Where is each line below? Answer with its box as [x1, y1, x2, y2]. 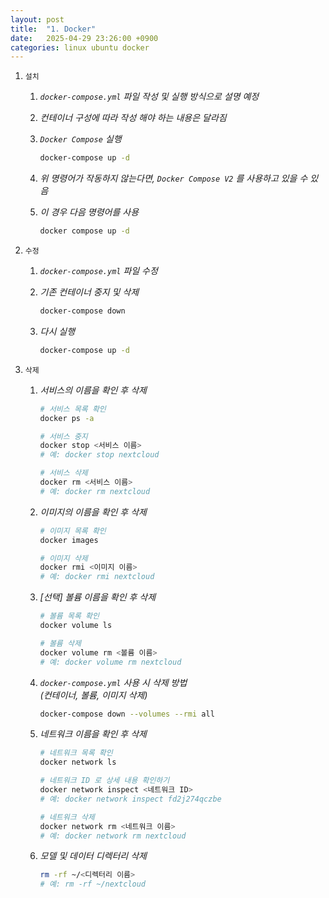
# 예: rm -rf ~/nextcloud [39, 879, 147, 890]
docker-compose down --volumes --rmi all [39, 709, 215, 719]
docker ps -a [39, 413, 95, 423]
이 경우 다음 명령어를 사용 [39, 206, 140, 218]
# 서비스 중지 [39, 431, 88, 441]
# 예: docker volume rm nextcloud [39, 657, 182, 667]
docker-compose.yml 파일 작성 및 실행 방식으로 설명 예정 [39, 91, 260, 103]
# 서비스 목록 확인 [39, 404, 107, 414]
